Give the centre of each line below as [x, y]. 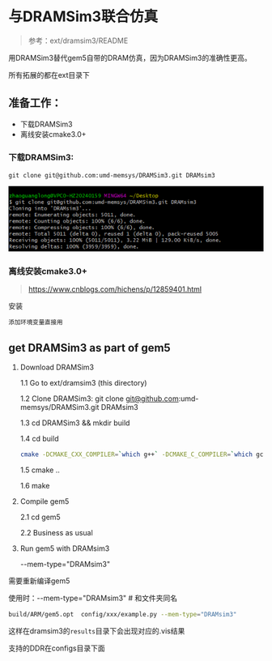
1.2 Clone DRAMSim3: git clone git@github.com [100, 399]
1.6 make [35, 486]
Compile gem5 [45, 501]
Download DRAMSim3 [57, 367]
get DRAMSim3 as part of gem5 [90, 348]
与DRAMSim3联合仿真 [83, 17]
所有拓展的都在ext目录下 [49, 75]
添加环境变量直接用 [36, 322]
